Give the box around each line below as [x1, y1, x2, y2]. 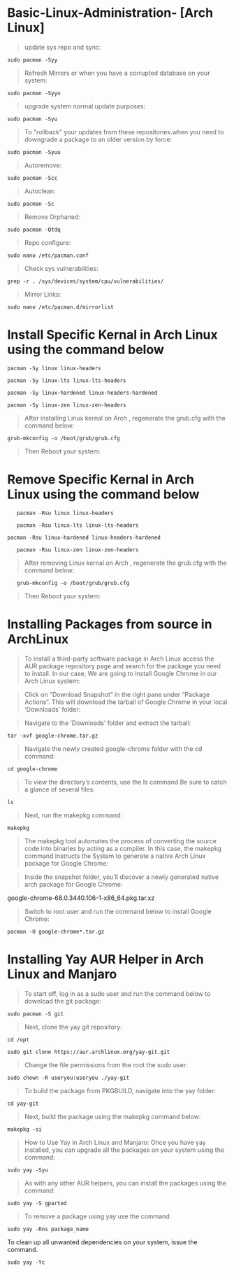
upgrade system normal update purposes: [24, 101, 146, 110]
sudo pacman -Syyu [7, 90, 61, 97]
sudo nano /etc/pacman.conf [7, 252, 89, 259]
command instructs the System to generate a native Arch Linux [24, 852, 206, 860]
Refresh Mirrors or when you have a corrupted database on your [24, 69, 210, 77]
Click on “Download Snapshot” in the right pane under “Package [24, 690, 210, 698]
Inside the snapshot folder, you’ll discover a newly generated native [24, 873, 219, 881]
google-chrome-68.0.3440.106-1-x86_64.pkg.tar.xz [7, 894, 155, 902]
